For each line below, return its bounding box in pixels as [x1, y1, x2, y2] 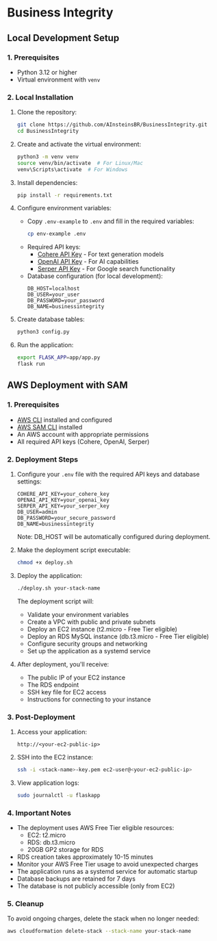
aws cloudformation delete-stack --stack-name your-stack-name [7, 928, 192, 935]
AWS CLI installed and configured [16, 416, 112, 424]
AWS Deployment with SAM [7, 379, 128, 391]
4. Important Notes [7, 808, 72, 818]
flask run [16, 361, 46, 368]
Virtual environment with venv [16, 75, 101, 84]
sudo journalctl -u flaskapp [16, 792, 101, 799]
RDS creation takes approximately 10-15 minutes [16, 853, 154, 861]
